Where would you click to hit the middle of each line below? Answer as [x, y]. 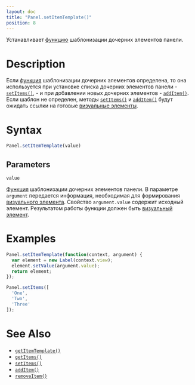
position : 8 [21, 23]
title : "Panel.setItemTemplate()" [49, 17]
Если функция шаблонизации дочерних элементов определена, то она [96, 81]
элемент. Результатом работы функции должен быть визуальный [89, 208]
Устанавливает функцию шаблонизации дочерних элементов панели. [95, 40]
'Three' [21, 304]
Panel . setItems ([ [28, 288]
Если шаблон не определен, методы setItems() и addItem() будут [89, 100]
